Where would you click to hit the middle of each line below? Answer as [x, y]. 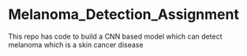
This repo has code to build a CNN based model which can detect [115, 36]
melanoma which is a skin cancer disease [76, 44]
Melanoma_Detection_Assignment [123, 15]
